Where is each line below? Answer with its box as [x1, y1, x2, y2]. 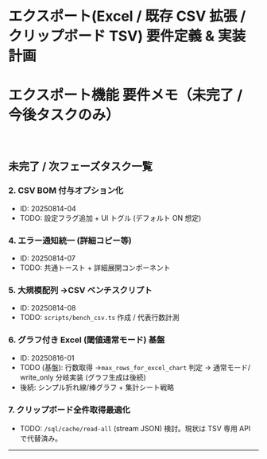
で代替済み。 [19, 434, 62, 443]
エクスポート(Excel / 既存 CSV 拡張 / [8, 7, 246, 25]
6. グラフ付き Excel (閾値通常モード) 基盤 [8, 334, 165, 345]
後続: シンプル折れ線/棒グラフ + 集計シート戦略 [19, 382, 175, 391]
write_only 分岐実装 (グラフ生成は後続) [19, 372, 147, 382]
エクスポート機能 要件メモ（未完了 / [8, 87, 243, 104]
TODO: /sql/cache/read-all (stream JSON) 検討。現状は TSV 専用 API [19, 424, 251, 433]
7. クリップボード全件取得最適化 [8, 404, 131, 415]
